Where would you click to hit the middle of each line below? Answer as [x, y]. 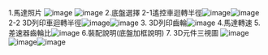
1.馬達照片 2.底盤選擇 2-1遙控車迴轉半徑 [106, 13]
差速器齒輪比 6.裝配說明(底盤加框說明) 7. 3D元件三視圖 [114, 33]
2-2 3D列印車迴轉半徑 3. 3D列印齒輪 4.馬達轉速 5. [134, 23]
